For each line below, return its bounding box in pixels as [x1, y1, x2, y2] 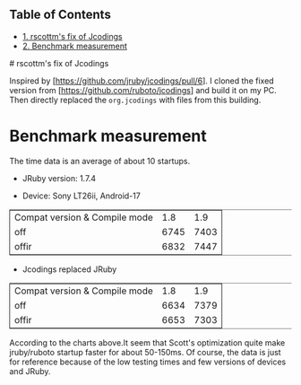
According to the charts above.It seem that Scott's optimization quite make [9, 337, 286, 348]
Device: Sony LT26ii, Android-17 [21, 190, 141, 201]
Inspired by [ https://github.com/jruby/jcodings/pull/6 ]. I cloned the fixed [9, 75, 275, 86]
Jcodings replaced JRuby [21, 264, 117, 275]
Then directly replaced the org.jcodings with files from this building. [9, 94, 262, 105]
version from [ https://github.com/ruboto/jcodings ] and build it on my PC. [9, 84, 278, 95]
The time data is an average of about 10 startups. [9, 155, 191, 166]
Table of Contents [9, 7, 112, 22]
